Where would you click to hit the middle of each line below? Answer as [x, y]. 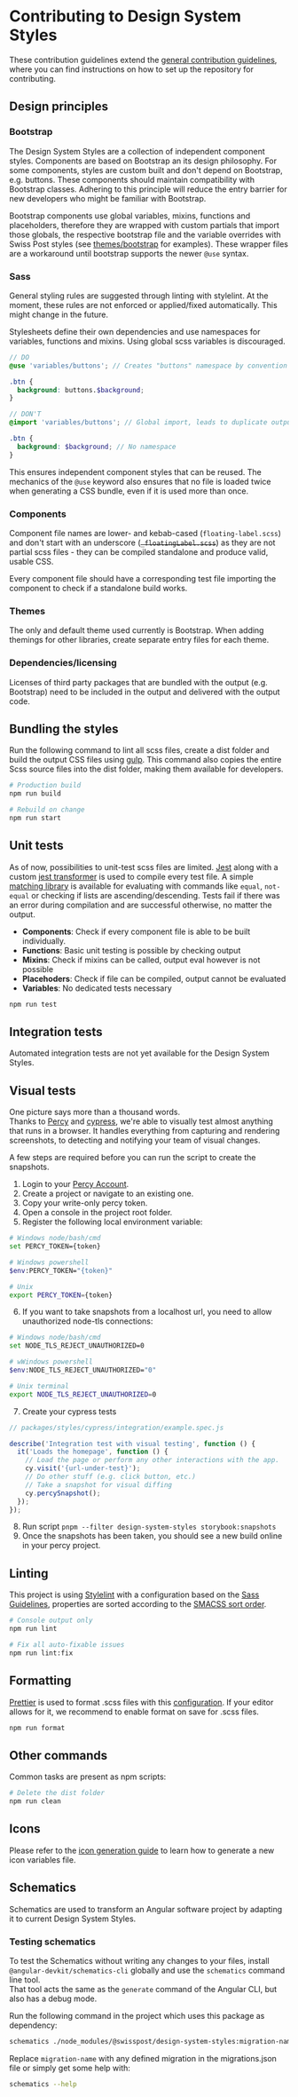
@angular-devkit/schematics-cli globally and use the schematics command [147, 1970]
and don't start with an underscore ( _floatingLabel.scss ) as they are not [142, 542]
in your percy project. [61, 1546]
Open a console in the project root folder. [97, 1213]
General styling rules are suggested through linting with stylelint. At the [139, 296]
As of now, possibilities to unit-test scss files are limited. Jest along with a [144, 866]
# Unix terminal [39, 1386]
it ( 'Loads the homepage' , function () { [93, 1452]
